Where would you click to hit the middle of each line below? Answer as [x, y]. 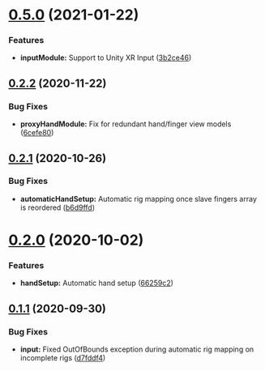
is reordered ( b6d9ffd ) [58, 207]
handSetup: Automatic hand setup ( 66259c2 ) [97, 283]
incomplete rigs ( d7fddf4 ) [63, 358]
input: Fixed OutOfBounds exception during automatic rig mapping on [137, 349]
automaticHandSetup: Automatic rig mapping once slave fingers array [139, 198]
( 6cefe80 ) [37, 133]
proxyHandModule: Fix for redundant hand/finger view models [126, 124]
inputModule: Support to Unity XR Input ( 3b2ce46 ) [106, 58]
